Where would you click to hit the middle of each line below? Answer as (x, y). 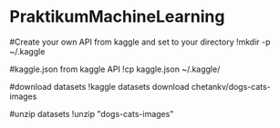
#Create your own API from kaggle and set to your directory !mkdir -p (140, 42)
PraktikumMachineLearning (117, 17)
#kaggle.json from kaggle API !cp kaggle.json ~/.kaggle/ (115, 69)
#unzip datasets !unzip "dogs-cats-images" (92, 113)
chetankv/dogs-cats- (231, 86)
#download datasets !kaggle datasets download (99, 86)
